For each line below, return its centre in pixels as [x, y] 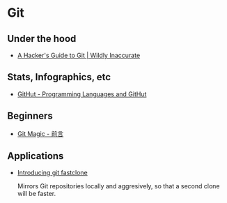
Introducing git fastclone [53, 173]
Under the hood [42, 39]
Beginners [30, 116]
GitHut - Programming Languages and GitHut [82, 94]
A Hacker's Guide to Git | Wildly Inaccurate [79, 55]
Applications [36, 156]
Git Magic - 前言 [40, 133]
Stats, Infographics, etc [59, 77]
